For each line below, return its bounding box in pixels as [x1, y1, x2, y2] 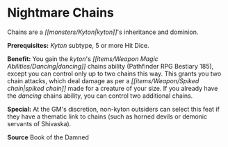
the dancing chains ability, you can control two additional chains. [7, 92, 193, 100]
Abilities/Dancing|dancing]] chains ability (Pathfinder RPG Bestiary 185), [7, 62, 214, 70]
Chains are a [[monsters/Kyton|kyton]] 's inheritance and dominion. [7, 28, 199, 36]
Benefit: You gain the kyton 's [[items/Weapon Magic [7, 54, 158, 63]
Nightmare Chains [7, 5, 115, 21]
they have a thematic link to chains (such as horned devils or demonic [7, 112, 207, 121]
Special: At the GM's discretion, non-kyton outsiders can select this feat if [7, 105, 220, 113]
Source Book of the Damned [7, 133, 89, 141]
